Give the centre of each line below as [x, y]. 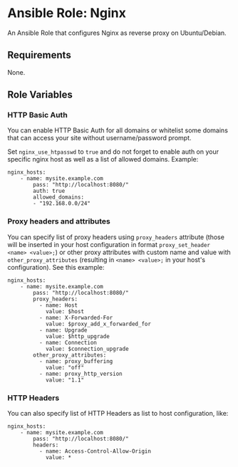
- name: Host [58, 305]
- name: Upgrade [63, 330]
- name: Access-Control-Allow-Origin [95, 451]
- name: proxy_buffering [76, 361]
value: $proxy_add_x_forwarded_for [98, 324]
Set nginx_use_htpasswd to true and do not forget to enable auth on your [113, 152]
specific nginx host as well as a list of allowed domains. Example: [103, 159]
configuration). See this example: [56, 267]
